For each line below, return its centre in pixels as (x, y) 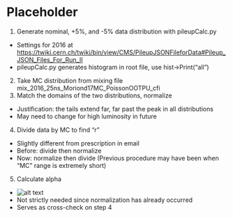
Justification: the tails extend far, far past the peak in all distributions (115, 109)
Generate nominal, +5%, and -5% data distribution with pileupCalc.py (116, 31)
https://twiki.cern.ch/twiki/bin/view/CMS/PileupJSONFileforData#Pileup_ (121, 52)
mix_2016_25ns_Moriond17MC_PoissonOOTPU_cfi (88, 88)
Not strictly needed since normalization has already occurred (105, 200)
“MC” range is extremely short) (61, 165)
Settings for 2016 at (45, 45)
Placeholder (42, 12)
